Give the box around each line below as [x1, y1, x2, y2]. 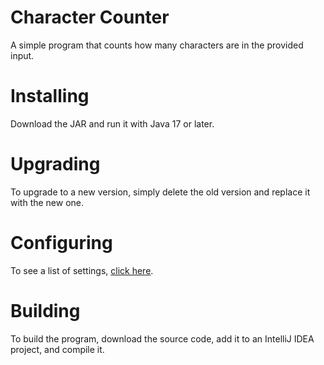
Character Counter [10, 6, 170, 29]
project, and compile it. [10, 343, 105, 355]
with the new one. [10, 196, 85, 208]
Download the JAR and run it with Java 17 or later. [10, 117, 215, 130]
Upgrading [10, 153, 101, 176]
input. [10, 49, 35, 61]
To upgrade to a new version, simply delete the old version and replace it [10, 186, 311, 198]
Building [10, 299, 81, 322]
